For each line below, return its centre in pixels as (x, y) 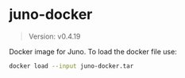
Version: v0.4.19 (54, 36)
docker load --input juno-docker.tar (71, 66)
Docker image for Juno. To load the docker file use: (93, 51)
